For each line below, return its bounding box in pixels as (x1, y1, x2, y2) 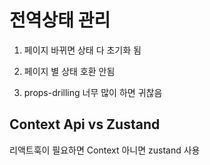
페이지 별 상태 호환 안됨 (23, 65, 116, 77)
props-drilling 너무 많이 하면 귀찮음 (23, 86, 163, 98)
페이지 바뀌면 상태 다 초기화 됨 (23, 44, 142, 56)
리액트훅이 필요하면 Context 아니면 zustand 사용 (9, 144, 201, 156)
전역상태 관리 (9, 9, 111, 32)
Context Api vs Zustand (9, 116, 161, 133)
